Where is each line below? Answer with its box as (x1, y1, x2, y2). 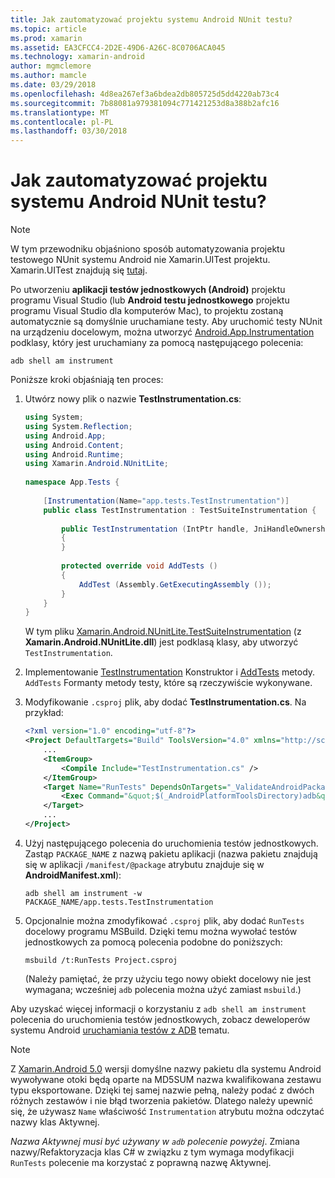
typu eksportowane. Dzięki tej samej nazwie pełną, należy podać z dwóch (10, 1084, 315, 1096)
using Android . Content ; (24, 440, 125, 450)
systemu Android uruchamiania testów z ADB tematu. (10, 1024, 230, 1036)
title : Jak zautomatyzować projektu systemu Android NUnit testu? (10, 14, 293, 25)
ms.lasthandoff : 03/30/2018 (10, 126, 128, 136)
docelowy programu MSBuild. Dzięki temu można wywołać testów (24, 925, 298, 937)
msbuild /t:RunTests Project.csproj (24, 955, 178, 965)
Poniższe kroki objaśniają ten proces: (10, 374, 164, 386)
